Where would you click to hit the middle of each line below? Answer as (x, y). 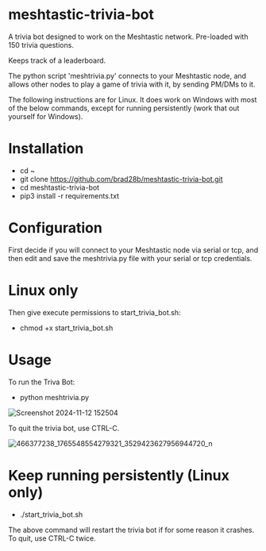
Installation (46, 149)
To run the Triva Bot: (42, 382)
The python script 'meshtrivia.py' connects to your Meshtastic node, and (127, 75)
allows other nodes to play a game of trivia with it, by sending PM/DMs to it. (132, 84)
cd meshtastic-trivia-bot (60, 187)
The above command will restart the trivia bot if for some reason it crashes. (131, 530)
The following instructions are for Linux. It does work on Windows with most (133, 99)
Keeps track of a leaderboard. (57, 60)
